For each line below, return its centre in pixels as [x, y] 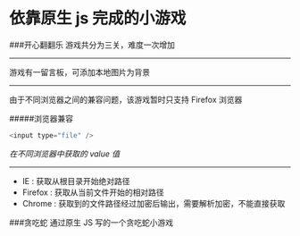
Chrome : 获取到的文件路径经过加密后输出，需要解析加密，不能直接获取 [154, 203]
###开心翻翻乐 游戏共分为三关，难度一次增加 [92, 45]
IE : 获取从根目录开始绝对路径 [76, 181]
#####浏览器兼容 [42, 118]
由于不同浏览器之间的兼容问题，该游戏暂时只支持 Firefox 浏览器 [126, 99]
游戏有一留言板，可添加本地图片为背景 [79, 72]
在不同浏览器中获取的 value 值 [65, 154]
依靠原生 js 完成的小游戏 [98, 18]
